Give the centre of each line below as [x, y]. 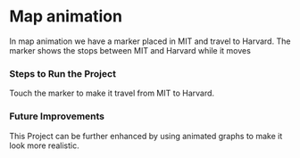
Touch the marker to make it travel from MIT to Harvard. [112, 93]
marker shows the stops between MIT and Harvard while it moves [130, 50]
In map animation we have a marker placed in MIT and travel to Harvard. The [150, 41]
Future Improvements [57, 116]
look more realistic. [44, 146]
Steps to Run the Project [62, 73]
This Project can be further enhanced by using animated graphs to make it [146, 136]
